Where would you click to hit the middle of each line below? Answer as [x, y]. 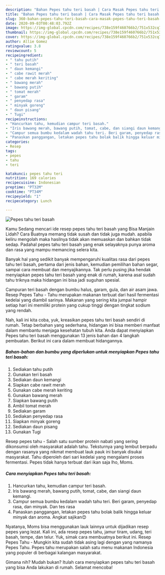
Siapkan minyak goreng [36, 421]
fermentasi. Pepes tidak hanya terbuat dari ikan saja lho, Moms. [70, 462]
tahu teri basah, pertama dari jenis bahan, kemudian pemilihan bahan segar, [82, 264]
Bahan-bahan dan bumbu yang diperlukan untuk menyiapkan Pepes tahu [82, 352]
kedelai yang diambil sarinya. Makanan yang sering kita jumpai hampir [76, 300]
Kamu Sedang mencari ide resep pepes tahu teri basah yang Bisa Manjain [80, 229]
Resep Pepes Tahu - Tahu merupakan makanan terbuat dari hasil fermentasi [82, 294]
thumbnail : [17, 32]
